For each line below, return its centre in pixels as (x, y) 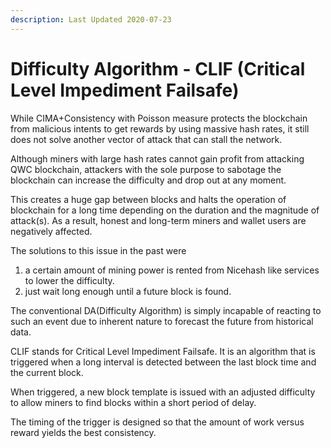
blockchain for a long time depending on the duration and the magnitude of (165, 210)
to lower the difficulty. (69, 280)
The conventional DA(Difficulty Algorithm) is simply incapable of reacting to (166, 310)
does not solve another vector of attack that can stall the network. (146, 139)
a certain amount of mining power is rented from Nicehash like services (172, 270)
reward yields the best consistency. (83, 432)
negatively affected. (51, 231)
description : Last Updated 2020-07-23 (91, 19)
